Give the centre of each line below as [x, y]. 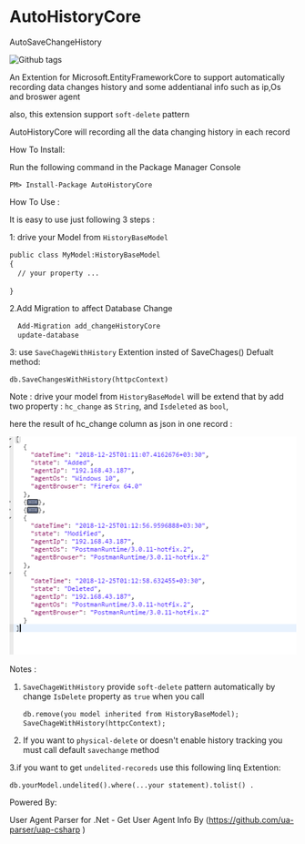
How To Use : [35, 201]
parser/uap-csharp [45, 829]
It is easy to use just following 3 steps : [82, 219]
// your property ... [59, 273]
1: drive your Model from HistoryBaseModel [89, 237]
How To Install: [37, 149]
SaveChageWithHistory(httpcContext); [94, 724]
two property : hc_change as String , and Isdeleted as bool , [119, 406]
